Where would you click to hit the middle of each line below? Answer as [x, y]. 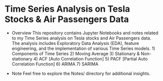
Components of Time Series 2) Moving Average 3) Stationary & [76, 53]
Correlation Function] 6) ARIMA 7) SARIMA [55, 64]
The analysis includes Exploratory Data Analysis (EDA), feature [75, 43]
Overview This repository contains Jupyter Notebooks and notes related [85, 33]
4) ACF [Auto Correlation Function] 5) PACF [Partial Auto [91, 59]
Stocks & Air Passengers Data [67, 19]
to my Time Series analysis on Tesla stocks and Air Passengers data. [81, 38]
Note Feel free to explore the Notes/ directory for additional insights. [81, 73]
